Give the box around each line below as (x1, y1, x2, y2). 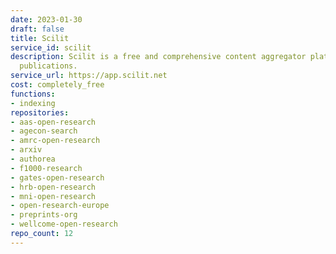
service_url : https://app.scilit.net (10, 71, 168, 81)
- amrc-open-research (10, 136, 101, 146)
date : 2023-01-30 (10, 14, 83, 25)
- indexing (10, 98, 56, 108)
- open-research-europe (10, 201, 110, 211)
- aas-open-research (10, 117, 97, 127)
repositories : (10, 107, 70, 118)
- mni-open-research (10, 191, 97, 201)
